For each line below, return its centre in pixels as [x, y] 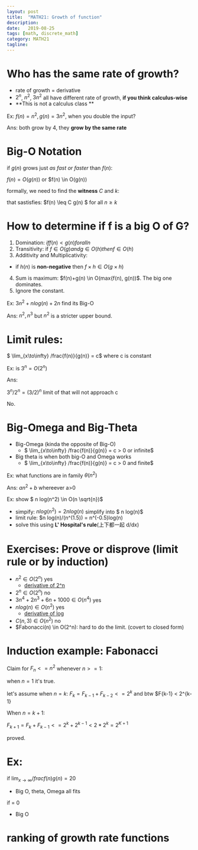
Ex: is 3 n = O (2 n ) [27, 368]
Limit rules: [35, 339]
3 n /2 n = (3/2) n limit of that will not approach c [63, 392]
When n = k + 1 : [26, 713]
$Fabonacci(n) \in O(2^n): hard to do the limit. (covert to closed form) [100, 627]
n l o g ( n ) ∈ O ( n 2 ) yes [40, 607]
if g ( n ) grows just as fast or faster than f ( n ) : [60, 168]
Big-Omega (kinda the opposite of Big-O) [65, 444]
